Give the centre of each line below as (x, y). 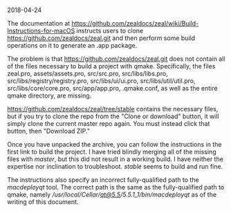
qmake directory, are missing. (49, 95)
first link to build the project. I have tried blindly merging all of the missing (112, 152)
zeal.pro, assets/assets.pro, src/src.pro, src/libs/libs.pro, (87, 73)
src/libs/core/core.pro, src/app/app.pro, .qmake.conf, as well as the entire (112, 88)
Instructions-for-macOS (41, 31)
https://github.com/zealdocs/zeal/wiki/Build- (135, 23)
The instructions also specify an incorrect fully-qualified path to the (103, 180)
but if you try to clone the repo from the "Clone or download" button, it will (113, 116)
